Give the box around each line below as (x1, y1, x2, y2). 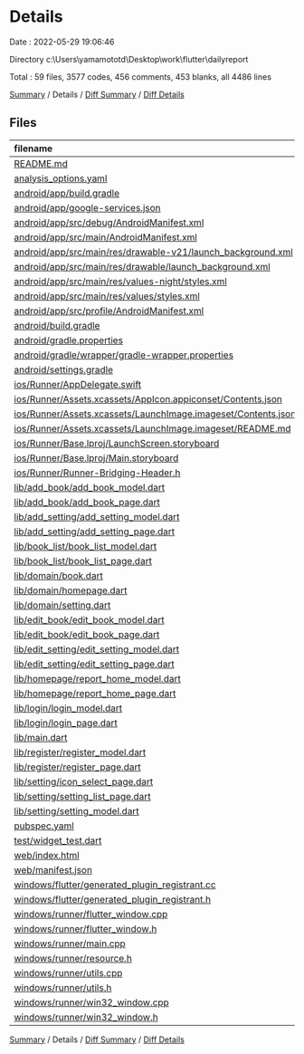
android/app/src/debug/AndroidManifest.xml (14, 216, 204, 228)
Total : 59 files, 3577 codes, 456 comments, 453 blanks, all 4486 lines (9, 71, 271, 82)
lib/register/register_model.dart (14, 745, 147, 758)
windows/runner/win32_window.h (14, 1011, 158, 1023)
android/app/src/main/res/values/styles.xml (14, 290, 201, 302)
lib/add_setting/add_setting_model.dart (14, 510, 180, 522)
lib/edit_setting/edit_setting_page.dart (14, 657, 175, 670)
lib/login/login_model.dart (14, 702, 123, 714)
